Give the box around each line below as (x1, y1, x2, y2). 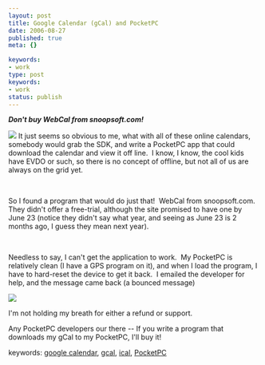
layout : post (8, 11, 52, 20)
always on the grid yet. (8, 165, 84, 175)
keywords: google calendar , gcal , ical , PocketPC (8, 348, 168, 358)
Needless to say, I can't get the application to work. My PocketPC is (8, 252, 233, 262)
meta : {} (8, 42, 38, 50)
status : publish (8, 93, 62, 101)
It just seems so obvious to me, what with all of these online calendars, (18, 131, 251, 141)
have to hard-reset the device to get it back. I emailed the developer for (8, 269, 245, 280)
